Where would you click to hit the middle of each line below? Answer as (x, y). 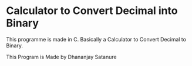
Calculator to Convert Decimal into (92, 11)
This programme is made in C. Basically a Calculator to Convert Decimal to (96, 39)
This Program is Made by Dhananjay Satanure (61, 57)
